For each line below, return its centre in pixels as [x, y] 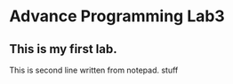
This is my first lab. [63, 49]
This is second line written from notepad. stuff [94, 70]
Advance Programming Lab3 [117, 16]
